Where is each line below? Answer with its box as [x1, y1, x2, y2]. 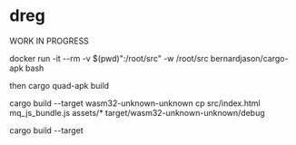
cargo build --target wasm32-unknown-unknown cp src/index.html [9, 97, 261, 109]
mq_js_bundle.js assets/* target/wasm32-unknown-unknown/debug [9, 107, 265, 118]
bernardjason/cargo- [210, 53, 289, 63]
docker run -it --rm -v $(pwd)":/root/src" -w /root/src [9, 53, 209, 63]
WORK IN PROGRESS [9, 35, 89, 46]
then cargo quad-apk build [9, 80, 110, 91]
